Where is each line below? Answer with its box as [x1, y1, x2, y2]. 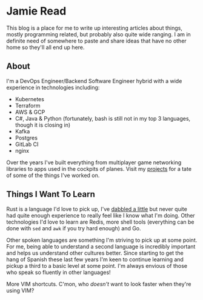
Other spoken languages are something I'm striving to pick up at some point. [6, 236, 198, 244]
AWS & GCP [15, 108, 45, 116]
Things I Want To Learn [6, 189, 96, 199]
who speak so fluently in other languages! [6, 268, 111, 276]
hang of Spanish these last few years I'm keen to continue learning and [6, 256, 184, 263]
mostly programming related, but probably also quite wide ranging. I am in [6, 30, 191, 38]
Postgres [15, 134, 38, 141]
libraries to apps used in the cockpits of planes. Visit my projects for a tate [6, 165, 192, 172]
